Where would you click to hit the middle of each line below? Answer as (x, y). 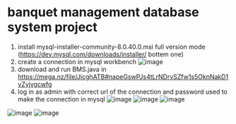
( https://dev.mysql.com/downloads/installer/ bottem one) (100, 54)
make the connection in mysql (61, 99)
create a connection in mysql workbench (77, 61)
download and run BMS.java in (62, 69)
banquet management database (103, 12)
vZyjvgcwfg (35, 84)
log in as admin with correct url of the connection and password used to (122, 92)
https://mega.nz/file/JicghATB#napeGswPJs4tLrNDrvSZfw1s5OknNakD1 (123, 76)
